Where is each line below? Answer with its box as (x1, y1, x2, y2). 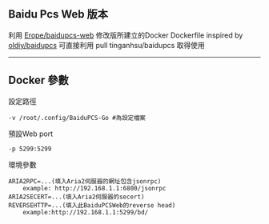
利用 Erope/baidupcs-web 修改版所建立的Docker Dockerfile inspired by (8, 30, 243, 40)
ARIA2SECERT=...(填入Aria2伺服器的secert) (8, 193, 145, 201)
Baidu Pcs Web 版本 (8, 7, 109, 22)
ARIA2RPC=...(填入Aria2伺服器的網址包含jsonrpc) (8, 177, 162, 186)
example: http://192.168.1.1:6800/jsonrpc (22, 184, 167, 192)
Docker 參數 (8, 74, 70, 87)
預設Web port (8, 129, 54, 138)
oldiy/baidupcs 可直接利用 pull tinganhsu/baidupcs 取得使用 (8, 40, 206, 50)
